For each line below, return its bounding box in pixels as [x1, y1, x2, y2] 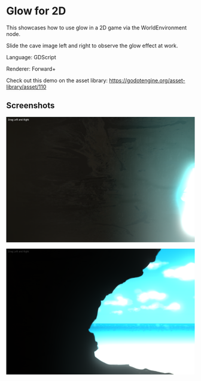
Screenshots [6, 101, 55, 111]
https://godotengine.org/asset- [109, 77, 185, 84]
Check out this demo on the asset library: [6, 77, 108, 84]
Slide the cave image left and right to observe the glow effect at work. [6, 42, 178, 49]
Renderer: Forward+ [6, 65, 56, 72]
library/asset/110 [6, 83, 47, 90]
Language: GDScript [6, 53, 56, 61]
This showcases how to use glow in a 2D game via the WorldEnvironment [6, 24, 187, 31]
